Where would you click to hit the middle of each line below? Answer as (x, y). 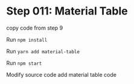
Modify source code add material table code (61, 74)
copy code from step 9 (35, 28)
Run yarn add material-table (43, 51)
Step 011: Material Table (67, 11)
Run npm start (24, 63)
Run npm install (27, 39)
